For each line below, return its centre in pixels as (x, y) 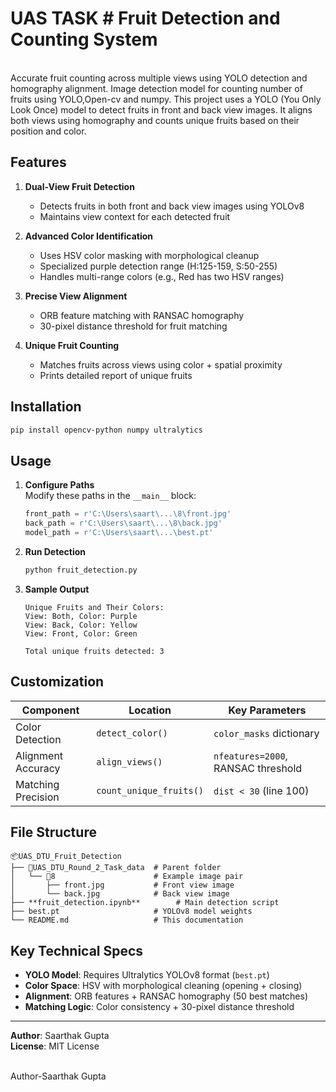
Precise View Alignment (76, 296)
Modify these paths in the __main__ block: (110, 496)
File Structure (53, 832)
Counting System (84, 39)
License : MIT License (55, 1046)
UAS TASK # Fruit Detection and (145, 18)
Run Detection (55, 551)
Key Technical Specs (77, 950)
